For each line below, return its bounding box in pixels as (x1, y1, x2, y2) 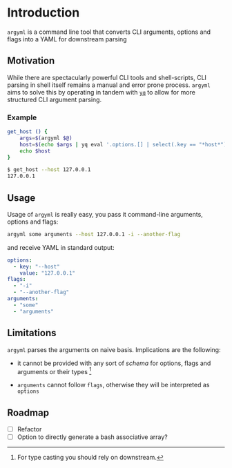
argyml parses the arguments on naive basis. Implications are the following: (7, 345, 221, 353)
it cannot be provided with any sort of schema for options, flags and (17, 359, 211, 367)
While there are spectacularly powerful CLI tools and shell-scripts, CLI (7, 73, 207, 81)
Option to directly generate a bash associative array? (17, 433, 168, 441)
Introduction (7, 5, 80, 21)
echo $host (19, 147, 51, 155)
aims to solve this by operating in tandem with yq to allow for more (7, 88, 195, 96)
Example (7, 113, 37, 122)
